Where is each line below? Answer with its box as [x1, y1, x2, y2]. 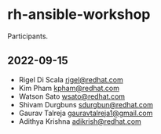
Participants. [7, 31, 49, 41]
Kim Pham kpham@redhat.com [18, 83, 119, 92]
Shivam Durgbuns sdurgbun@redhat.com [18, 100, 154, 109]
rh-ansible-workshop [7, 5, 151, 24]
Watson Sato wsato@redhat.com [18, 92, 126, 101]
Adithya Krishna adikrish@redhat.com [18, 116, 142, 126]
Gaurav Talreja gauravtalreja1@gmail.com [18, 108, 153, 118]
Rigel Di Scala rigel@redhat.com [18, 74, 123, 84]
